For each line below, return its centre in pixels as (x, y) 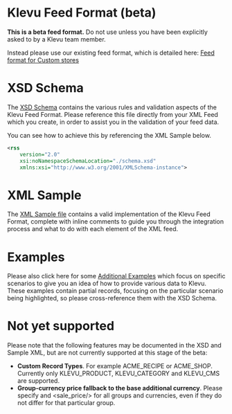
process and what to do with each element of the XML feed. (93, 229)
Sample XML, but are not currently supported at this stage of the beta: (107, 353)
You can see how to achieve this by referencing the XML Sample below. (109, 135)
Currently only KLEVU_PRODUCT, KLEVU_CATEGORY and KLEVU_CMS (118, 373)
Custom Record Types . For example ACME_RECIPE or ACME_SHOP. (115, 366)
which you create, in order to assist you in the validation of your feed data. (113, 122)
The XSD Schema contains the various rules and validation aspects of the (112, 107)
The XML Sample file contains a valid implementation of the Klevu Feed (109, 214)
